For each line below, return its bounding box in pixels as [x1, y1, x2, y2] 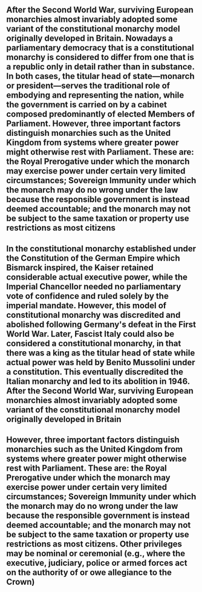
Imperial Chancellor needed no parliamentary [6, 281, 181, 292]
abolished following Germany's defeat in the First [6, 319, 197, 329]
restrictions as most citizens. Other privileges [6, 539, 183, 550]
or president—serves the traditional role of [6, 81, 171, 91]
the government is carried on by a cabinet [6, 99, 168, 110]
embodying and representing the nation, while [6, 90, 184, 101]
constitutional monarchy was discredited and [6, 309, 181, 320]
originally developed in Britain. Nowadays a [6, 33, 174, 44]
